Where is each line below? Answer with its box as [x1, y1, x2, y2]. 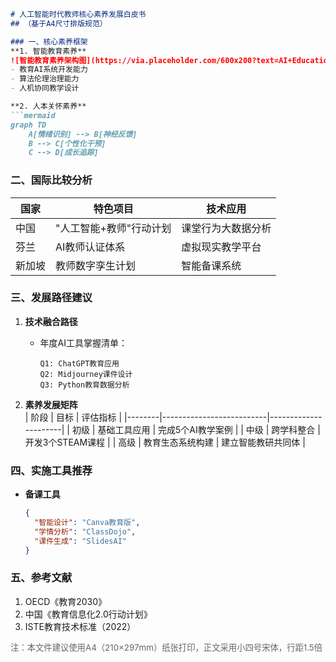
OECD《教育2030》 [24, 595, 108, 607]
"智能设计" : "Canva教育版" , [34, 518, 141, 528]
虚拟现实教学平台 [181, 240, 262, 254]
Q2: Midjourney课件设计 [39, 369, 133, 379]
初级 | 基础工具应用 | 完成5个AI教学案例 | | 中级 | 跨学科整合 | [71, 423, 321, 435]
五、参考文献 [10, 571, 73, 585]
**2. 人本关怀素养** [10, 101, 87, 111]
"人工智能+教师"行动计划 [55, 221, 172, 235]
